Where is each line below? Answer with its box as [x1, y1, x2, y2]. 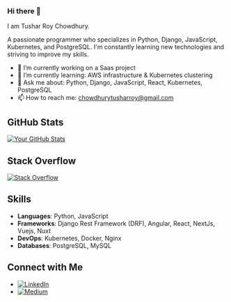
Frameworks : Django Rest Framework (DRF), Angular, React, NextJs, [17, 219, 216, 228]
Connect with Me [7, 262, 83, 274]
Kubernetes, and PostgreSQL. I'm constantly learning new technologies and [7, 43, 225, 51]
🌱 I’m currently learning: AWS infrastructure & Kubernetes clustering [17, 71, 213, 79]
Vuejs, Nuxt [17, 226, 51, 235]
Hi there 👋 [7, 6, 42, 16]
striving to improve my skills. [7, 50, 89, 58]
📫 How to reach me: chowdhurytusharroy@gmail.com [17, 94, 174, 102]
